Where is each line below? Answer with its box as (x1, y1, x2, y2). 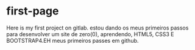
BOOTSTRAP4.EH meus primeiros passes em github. (6, 37, 139, 44)
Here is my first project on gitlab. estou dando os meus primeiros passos (6, 24, 189, 31)
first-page (6, 4, 59, 18)
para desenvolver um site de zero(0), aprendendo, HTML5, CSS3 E (6, 30, 174, 37)
